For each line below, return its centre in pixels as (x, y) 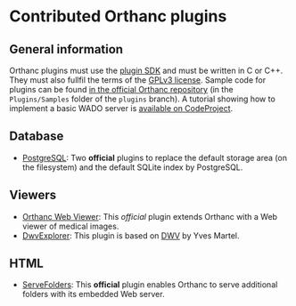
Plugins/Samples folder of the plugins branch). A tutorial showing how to (143, 99)
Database (37, 137)
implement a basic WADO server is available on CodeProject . (121, 108)
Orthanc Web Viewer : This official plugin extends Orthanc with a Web (150, 216)
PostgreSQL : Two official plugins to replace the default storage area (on (155, 157)
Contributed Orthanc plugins (118, 16)
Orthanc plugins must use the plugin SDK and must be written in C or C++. (146, 70)
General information (66, 49)
